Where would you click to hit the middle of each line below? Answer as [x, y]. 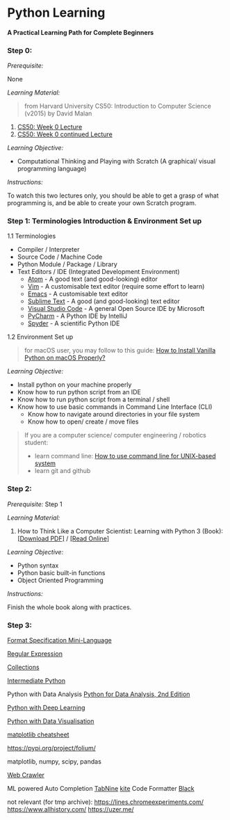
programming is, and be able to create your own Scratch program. [102, 203]
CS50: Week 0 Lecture [50, 127]
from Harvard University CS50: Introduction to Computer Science [118, 106]
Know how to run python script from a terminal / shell [93, 400]
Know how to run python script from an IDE [79, 392]
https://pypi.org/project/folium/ [51, 748]
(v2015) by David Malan [58, 113]
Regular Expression [35, 653]
